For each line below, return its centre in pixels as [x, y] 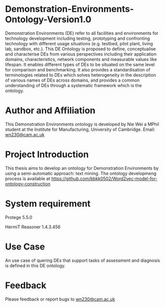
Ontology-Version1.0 [48, 19]
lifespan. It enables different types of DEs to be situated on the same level [80, 64]
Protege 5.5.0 [19, 217]
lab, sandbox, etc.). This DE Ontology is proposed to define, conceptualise [81, 49]
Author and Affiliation [50, 110]
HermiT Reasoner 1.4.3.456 [33, 227]
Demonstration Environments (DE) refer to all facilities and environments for [82, 33]
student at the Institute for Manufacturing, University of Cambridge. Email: [80, 129]
